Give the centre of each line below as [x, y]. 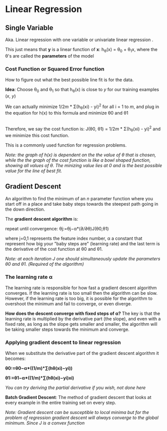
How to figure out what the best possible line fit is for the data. [69, 80]
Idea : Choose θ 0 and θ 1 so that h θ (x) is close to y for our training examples [82, 90]
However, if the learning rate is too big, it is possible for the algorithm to [79, 298]
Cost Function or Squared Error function [55, 69]
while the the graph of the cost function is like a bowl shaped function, [78, 160]
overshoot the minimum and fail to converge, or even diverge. [69, 303]
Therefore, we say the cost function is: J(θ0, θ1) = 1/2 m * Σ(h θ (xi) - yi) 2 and [83, 129]
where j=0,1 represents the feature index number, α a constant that [74, 238]
